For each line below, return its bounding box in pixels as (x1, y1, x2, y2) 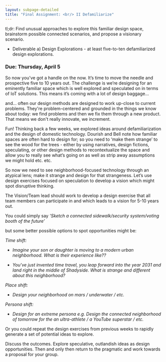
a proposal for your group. (5, 351, 59, 357)
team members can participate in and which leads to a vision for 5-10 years (5, 197, 159, 204)
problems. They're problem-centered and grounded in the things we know (5, 105, 157, 111)
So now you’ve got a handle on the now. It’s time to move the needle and (5, 75, 154, 81)
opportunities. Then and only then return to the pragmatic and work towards (5, 346, 161, 352)
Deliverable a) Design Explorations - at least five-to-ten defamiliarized (12, 46, 156, 52)
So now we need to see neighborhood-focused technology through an (5, 167, 149, 173)
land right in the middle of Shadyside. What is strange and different (12, 267, 151, 273)
